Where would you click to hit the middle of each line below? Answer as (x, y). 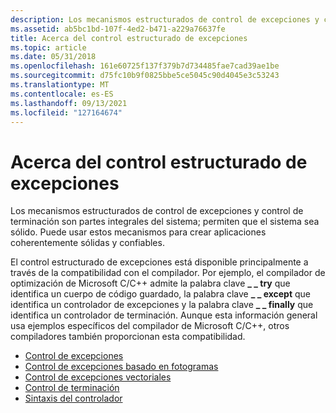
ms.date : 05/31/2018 (53, 57)
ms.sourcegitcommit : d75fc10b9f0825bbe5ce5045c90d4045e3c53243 (145, 76)
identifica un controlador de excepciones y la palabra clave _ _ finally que (162, 305)
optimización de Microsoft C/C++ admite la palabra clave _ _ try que (150, 283)
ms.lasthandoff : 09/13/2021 (69, 103)
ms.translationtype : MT (60, 85)
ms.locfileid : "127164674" (66, 112)
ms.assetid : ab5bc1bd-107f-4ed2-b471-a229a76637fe (118, 29)
